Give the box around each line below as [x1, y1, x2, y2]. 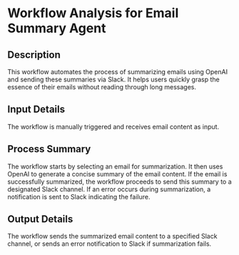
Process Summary [7, 143, 91, 155]
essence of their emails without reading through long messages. [7, 83, 197, 91]
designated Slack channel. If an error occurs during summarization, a [7, 184, 211, 194]
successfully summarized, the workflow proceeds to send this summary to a [7, 177, 232, 186]
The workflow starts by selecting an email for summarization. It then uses [7, 162, 223, 171]
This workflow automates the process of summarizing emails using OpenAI [7, 68, 228, 76]
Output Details [7, 213, 73, 226]
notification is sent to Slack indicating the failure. [7, 192, 151, 201]
